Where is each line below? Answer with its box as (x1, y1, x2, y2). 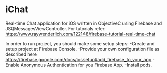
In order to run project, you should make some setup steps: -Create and (5, 40, 155, 46)
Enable (5, 62, 20, 68)
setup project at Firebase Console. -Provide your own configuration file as (5, 46, 160, 52)
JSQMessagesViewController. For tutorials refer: (5, 25, 106, 31)
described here (5, 51, 37, 57)
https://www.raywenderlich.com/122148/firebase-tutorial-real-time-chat (5, 31, 156, 37)
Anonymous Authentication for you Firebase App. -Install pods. (20, 62, 152, 68)
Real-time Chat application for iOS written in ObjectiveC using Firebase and (5, 20, 162, 26)
